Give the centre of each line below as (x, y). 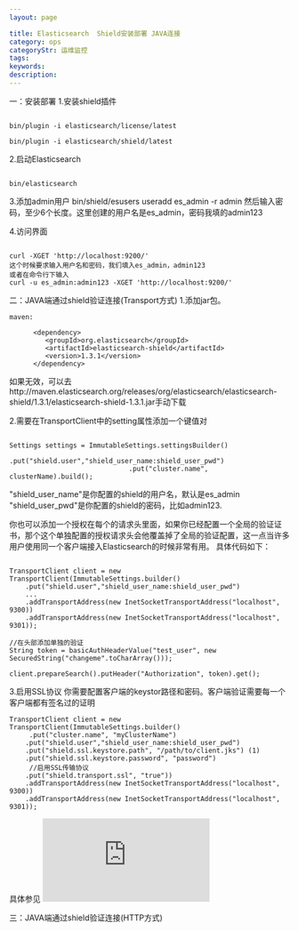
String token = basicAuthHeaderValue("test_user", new (113, 650)
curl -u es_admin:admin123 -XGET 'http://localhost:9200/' (121, 282)
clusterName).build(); (51, 477)
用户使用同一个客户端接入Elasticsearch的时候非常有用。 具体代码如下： (140, 546)
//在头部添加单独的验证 (47, 642)
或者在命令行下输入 (39, 275)
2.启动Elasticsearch (45, 159)
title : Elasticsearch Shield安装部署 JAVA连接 (95, 33)
